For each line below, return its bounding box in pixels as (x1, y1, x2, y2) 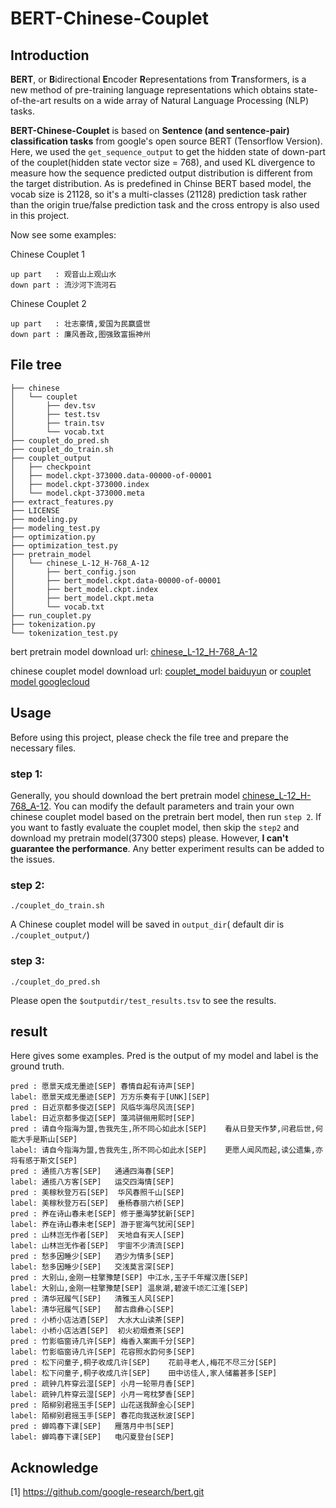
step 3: (10, 954, 45, 968)
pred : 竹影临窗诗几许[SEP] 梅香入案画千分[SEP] (10, 1337, 196, 1347)
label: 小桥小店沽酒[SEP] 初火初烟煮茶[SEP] (10, 1326, 185, 1336)
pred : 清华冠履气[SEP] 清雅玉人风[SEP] (10, 1294, 175, 1304)
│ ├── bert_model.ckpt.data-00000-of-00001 (10, 575, 222, 586)
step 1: (10, 767, 43, 781)
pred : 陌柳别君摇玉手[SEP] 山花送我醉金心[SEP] (10, 1400, 196, 1411)
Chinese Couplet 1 (10, 248, 86, 260)
